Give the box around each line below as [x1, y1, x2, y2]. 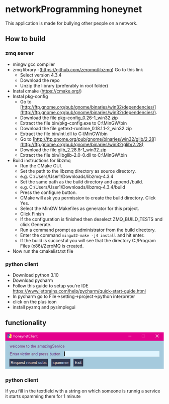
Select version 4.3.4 [20, 72, 62, 78]
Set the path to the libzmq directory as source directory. [20, 168, 136, 174]
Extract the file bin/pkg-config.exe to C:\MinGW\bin [20, 120, 127, 126]
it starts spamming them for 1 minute [5, 393, 81, 399]
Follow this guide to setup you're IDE [12, 282, 89, 288]
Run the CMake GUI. [20, 162, 62, 169]
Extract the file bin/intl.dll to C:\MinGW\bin [20, 131, 108, 137]
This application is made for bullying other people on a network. [5, 20, 138, 26]
